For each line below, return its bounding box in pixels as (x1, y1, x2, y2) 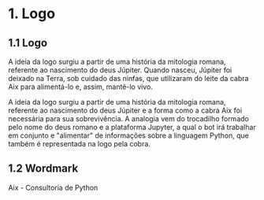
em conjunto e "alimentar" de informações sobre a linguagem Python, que (8, 131, 250, 140)
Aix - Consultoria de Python (8, 183, 99, 192)
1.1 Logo (8, 36, 48, 50)
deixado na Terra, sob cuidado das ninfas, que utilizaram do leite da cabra (8, 74, 249, 83)
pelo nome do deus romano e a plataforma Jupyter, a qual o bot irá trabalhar (8, 123, 256, 131)
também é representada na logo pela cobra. (8, 139, 151, 148)
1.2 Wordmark (8, 162, 79, 176)
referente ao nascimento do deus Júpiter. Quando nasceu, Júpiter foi (8, 65, 232, 75)
